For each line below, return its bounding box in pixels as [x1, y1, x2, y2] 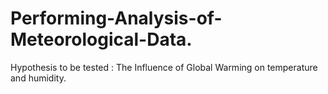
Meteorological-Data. [10, 28, 193, 51]
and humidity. [10, 72, 67, 84]
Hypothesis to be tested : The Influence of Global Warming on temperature [10, 61, 318, 73]
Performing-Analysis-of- [10, 7, 223, 30]
